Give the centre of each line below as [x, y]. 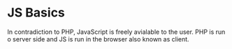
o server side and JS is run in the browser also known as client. [99, 39]
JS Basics [36, 13]
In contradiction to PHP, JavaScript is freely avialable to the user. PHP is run [116, 32]
